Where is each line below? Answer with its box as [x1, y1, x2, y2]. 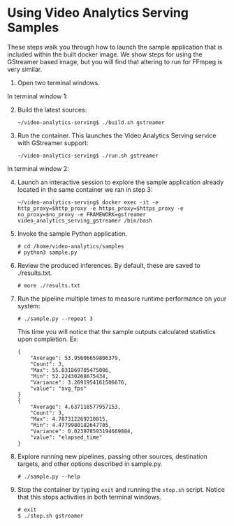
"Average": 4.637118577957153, [30, 403, 122, 410]
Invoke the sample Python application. [17, 229, 128, 238]
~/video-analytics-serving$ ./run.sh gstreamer [17, 152, 159, 159]
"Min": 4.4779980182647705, [30, 421, 112, 428]
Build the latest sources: [17, 105, 87, 114]
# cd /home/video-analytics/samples [17, 243, 124, 250]
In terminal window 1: [7, 92, 68, 100]
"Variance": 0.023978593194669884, [30, 428, 134, 435]
